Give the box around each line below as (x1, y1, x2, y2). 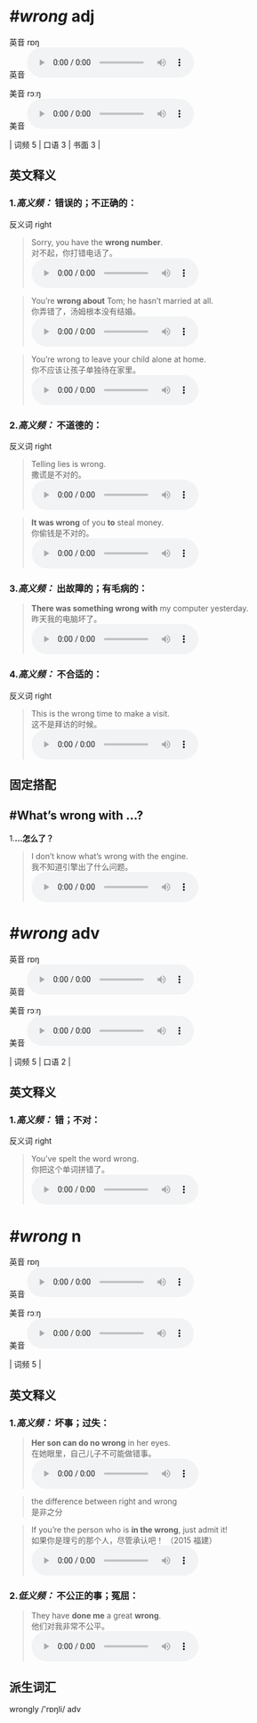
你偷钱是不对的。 (30, 528, 94, 538)
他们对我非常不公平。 (30, 1620, 109, 1632)
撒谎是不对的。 (30, 469, 86, 480)
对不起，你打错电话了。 (30, 247, 117, 258)
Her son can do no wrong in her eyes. (30, 1437, 171, 1448)
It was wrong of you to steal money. (30, 517, 165, 528)
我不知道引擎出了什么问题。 (30, 861, 133, 872)
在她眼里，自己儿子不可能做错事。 (30, 1448, 157, 1458)
